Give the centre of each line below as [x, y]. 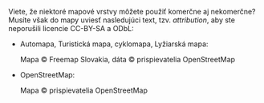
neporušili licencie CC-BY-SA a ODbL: [71, 28]
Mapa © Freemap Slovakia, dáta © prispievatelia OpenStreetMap [127, 59]
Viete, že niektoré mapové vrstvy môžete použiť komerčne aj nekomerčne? [132, 12]
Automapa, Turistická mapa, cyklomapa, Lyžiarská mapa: [114, 44]
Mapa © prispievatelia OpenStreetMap [84, 90]
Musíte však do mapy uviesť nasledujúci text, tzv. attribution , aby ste [122, 20]
